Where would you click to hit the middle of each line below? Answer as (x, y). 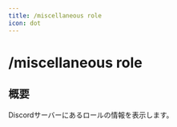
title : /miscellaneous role (55, 16)
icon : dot (25, 23)
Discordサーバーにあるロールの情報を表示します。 (91, 115)
